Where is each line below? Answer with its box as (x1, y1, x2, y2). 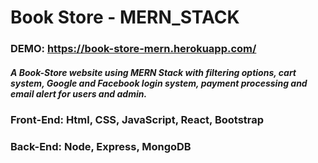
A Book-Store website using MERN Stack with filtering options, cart (10, 66, 297, 78)
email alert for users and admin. (10, 87, 148, 100)
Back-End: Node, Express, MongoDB (10, 140, 192, 153)
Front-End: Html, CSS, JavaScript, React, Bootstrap (10, 113, 265, 127)
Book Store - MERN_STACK (10, 6, 240, 29)
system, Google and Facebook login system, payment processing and (10, 77, 308, 89)
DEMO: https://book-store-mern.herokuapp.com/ (10, 42, 257, 56)
